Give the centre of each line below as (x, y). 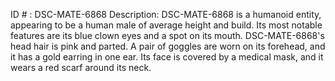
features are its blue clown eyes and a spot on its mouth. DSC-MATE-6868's (167, 35)
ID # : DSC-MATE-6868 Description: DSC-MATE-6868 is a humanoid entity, (166, 14)
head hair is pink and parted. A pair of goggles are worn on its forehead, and (168, 46)
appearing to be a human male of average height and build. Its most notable (166, 25)
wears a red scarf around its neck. (81, 67)
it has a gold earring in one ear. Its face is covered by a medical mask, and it (167, 57)
